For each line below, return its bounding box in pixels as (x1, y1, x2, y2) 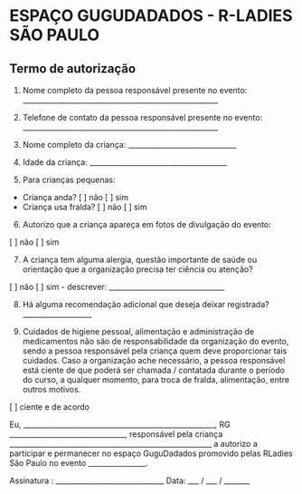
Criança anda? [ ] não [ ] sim (22, 192, 129, 202)
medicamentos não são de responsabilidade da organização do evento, (22, 336, 289, 346)
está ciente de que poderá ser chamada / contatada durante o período (22, 364, 286, 375)
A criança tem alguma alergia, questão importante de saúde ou (22, 255, 258, 265)
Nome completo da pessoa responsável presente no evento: (22, 85, 248, 95)
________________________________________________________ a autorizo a (9, 439, 258, 449)
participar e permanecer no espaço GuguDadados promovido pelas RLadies (9, 448, 293, 459)
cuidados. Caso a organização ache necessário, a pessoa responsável (22, 355, 286, 365)
